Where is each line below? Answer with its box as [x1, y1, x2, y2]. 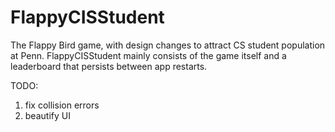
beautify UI [24, 109, 71, 121]
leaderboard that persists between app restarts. [10, 60, 208, 72]
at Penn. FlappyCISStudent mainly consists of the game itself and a [10, 49, 287, 61]
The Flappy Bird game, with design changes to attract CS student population [10, 39, 326, 51]
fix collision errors [24, 99, 100, 111]
